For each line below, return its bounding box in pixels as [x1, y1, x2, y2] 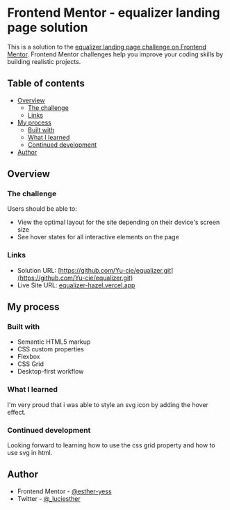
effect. [7, 408, 26, 416]
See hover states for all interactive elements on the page [17, 233, 179, 241]
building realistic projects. [7, 57, 81, 65]
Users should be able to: [7, 205, 78, 213]
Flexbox [17, 353, 40, 361]
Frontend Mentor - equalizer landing [7, 5, 220, 21]
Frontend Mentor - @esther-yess [17, 487, 113, 495]
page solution [7, 19, 88, 35]
